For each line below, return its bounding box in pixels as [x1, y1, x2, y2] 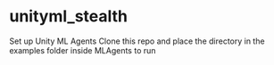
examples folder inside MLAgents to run [9, 45, 156, 55]
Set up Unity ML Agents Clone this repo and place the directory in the [9, 36, 265, 46]
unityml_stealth [9, 6, 128, 27]
